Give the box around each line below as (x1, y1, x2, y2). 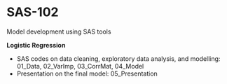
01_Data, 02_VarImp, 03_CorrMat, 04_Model (16, 62, 144, 70)
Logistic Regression (6, 41, 66, 49)
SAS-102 (6, 4, 59, 20)
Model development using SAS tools (6, 27, 111, 36)
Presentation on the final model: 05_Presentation (16, 69, 158, 78)
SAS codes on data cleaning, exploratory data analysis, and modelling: (16, 54, 221, 63)
